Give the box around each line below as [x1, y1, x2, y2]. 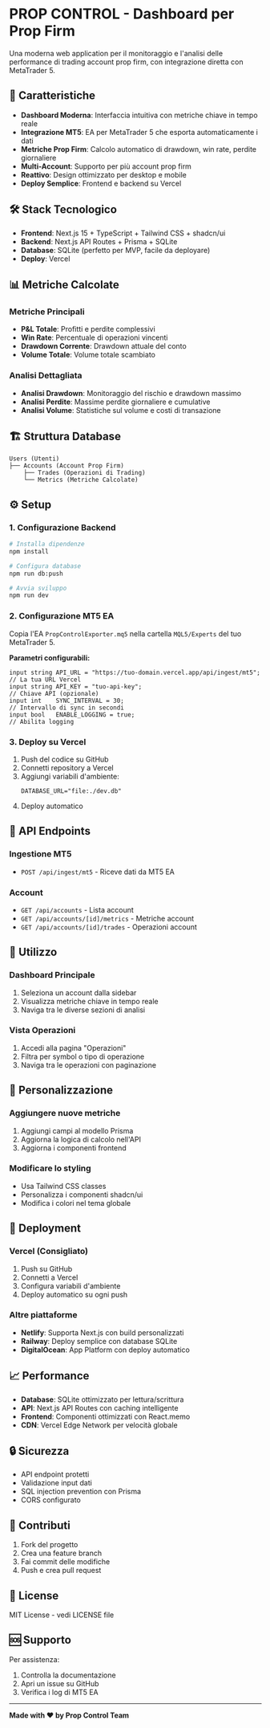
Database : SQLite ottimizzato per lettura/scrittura [20, 1395, 184, 1404]
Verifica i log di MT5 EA [20, 1687, 99, 1697]
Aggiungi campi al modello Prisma [20, 1125, 134, 1135]
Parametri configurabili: [9, 652, 91, 663]
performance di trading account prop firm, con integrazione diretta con [9, 57, 244, 67]
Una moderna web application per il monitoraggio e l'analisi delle [9, 48, 224, 58]
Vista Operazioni [9, 1025, 76, 1036]
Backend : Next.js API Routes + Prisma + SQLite [20, 236, 178, 246]
